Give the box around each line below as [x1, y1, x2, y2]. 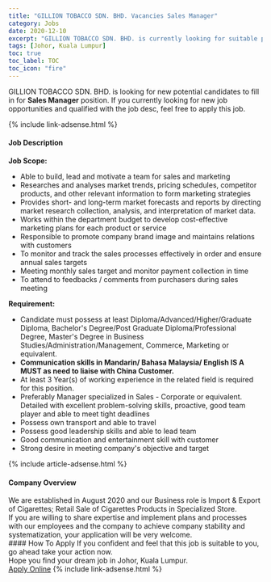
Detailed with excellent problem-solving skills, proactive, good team [19, 400, 246, 410]
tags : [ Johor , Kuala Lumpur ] [8, 42, 106, 50]
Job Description [8, 138, 64, 148]
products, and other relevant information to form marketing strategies [19, 188, 252, 198]
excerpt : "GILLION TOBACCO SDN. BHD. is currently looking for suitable [8, 34, 258, 43]
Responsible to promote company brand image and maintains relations [19, 231, 256, 241]
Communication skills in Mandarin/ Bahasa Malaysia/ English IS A [19, 357, 244, 367]
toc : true [8, 49, 42, 57]
